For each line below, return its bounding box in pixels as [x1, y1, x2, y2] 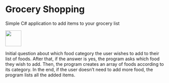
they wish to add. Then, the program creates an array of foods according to [5, 61, 164, 67]
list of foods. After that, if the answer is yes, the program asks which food [5, 56, 160, 62]
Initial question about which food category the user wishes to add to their [5, 50, 159, 56]
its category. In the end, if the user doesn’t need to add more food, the [5, 66, 153, 72]
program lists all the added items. [5, 72, 76, 78]
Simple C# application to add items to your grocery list [5, 20, 120, 26]
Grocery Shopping [5, 4, 85, 15]
